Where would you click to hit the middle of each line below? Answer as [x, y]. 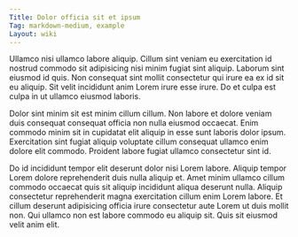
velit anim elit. [35, 225]
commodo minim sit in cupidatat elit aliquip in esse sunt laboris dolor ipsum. [148, 133]
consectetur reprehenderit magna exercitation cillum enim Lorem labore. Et [146, 196]
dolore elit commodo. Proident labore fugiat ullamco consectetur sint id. [141, 151]
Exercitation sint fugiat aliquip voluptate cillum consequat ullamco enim [139, 141]
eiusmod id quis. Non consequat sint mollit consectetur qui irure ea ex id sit [147, 78]
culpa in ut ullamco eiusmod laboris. [75, 96]
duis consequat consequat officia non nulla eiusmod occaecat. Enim [134, 123]
